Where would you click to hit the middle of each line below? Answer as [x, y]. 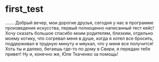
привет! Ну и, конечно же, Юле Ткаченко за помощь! [62, 54]
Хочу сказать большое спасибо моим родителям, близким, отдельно [79, 33]
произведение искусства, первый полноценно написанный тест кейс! [80, 28]
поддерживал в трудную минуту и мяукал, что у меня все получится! [79, 43]
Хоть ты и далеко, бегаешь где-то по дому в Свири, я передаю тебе [78, 49]
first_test [24, 9]
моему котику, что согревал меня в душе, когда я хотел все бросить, [79, 38]
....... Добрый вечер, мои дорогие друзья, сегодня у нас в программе [79, 23]
